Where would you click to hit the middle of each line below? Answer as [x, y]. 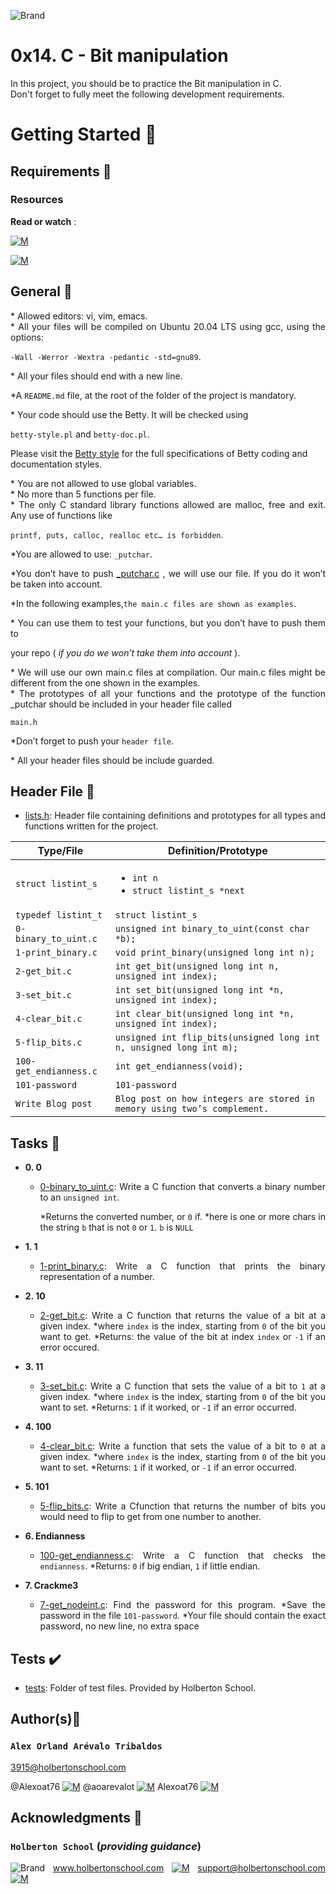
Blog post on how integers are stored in [214, 1099]
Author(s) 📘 [46, 1719]
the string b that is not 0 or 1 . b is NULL [116, 1227]
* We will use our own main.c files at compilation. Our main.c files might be [168, 672]
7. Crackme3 [51, 1586]
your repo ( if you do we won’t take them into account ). [125, 652]
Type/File [60, 851]
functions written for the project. [91, 826]
